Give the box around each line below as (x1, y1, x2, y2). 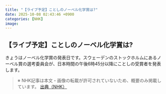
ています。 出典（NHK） (17, 84, 67, 90)
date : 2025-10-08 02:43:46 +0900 (5, 12, 75, 17)
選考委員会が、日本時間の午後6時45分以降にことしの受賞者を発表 (26, 61, 162, 67)
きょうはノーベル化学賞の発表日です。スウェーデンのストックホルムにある (5, 55, 158, 61)
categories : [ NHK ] (5, 16, 43, 21)
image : (5, 21, 19, 26)
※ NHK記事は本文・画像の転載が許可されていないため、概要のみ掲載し (17, 78, 162, 84)
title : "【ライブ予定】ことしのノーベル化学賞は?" (5, 7, 98, 12)
